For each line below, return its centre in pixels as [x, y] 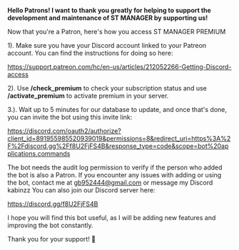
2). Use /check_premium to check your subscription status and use [107, 88]
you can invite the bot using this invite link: [70, 117]
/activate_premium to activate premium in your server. [88, 96]
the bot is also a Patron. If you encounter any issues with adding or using [115, 175]
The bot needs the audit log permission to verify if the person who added [115, 167]
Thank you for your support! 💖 [52, 239]
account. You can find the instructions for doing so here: [90, 53]
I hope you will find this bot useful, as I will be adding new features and [112, 218]
